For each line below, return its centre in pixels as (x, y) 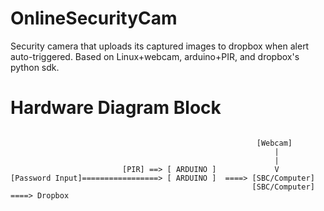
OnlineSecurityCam (94, 18)
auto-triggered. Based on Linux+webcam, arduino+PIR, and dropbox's (155, 56)
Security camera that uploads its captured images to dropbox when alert (160, 46)
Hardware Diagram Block (116, 108)
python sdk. (35, 67)
